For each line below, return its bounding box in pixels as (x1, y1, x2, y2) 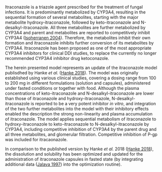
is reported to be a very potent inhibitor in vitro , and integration (30, 101, 156, 106)
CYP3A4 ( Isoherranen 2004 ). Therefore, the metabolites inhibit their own (5, 35, 151, 41)
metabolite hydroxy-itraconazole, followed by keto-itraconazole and (5, 19, 140, 25)
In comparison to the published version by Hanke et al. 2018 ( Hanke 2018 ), (5, 146, 154, 152)
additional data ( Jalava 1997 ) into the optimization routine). (5, 161, 122, 167)
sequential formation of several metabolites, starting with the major (5, 14, 139, 20)
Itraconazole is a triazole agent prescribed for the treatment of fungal (5, 4, 143, 10)
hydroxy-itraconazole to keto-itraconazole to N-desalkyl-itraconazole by (5, 121, 149, 127)
